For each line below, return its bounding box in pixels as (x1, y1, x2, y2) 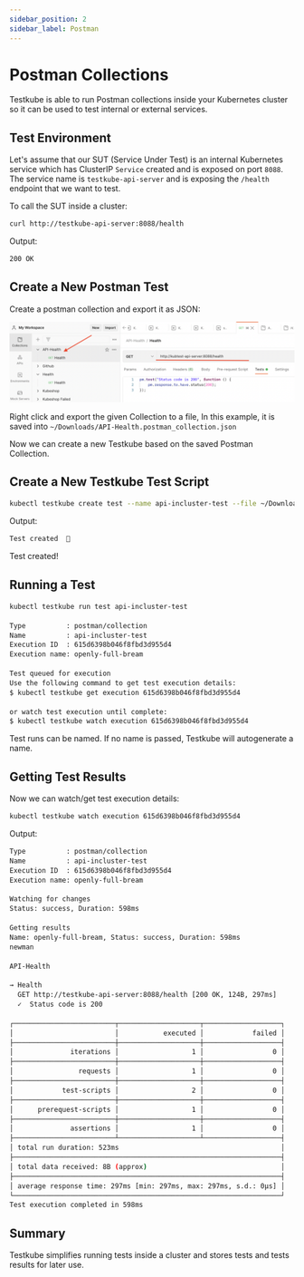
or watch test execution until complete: (9, 707, 168, 716)
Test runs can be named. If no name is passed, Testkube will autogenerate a (9, 733, 294, 744)
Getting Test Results (9, 769, 127, 784)
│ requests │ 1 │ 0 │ (9, 1067, 285, 1076)
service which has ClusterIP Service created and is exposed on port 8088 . (9, 164, 283, 175)
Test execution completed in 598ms (9, 1201, 144, 1210)
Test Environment (9, 130, 111, 145)
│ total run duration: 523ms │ (9, 1143, 285, 1153)
